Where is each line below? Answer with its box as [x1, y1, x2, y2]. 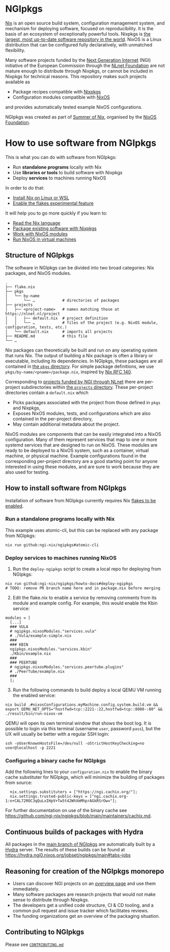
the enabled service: [12, 692, 56, 699]
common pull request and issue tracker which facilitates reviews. [12, 908, 149, 914]
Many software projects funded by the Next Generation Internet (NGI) [5, 57, 151, 63]
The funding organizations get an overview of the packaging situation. [12, 913, 160, 919]
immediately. [12, 886, 40, 892]
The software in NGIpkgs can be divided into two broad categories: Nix [5, 264, 154, 271]
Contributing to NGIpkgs [5, 928, 84, 937]
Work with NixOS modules [12, 230, 68, 237]
